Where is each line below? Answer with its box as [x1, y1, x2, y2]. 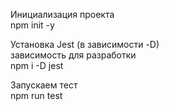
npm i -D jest [10, 60, 64, 71]
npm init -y [10, 19, 55, 31]
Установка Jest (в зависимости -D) [10, 39, 160, 50]
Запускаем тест [10, 79, 78, 91]
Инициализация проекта [10, 9, 115, 20]
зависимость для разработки [10, 49, 137, 61]
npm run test [10, 90, 63, 101]
